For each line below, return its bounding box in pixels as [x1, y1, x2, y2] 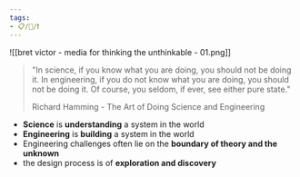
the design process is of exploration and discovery [22, 157, 216, 168]
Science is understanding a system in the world [22, 119, 205, 130]
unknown [22, 147, 60, 159]
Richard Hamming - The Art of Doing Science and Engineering [31, 101, 265, 112]
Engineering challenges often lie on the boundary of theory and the [22, 138, 278, 149]
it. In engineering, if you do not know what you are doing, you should [31, 74, 289, 84]
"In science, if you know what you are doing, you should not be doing [31, 64, 292, 75]
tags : [9, 13, 30, 23]
